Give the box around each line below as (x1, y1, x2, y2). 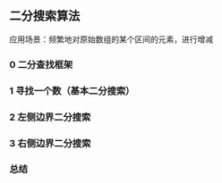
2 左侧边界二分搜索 (9, 111, 91, 123)
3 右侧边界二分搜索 (9, 137, 91, 149)
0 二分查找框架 (9, 58, 73, 71)
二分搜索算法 (9, 8, 81, 24)
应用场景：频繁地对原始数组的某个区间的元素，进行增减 (9, 34, 213, 45)
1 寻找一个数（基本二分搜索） (9, 84, 135, 96)
